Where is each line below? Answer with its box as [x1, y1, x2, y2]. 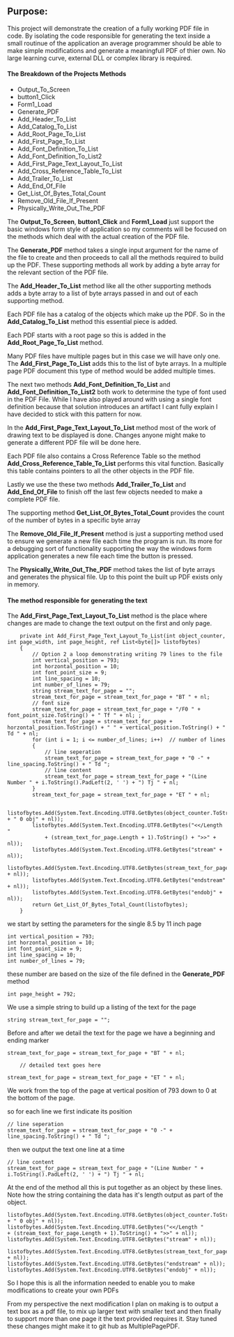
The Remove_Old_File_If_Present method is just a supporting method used [7, 530, 224, 538]
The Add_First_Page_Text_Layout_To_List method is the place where [7, 612, 208, 620]
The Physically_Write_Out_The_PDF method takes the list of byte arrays [7, 566, 215, 574]
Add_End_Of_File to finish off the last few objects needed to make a [7, 488, 203, 496]
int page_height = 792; [7, 991, 77, 998]
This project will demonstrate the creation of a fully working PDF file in [7, 24, 210, 32]
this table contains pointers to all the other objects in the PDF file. [7, 467, 195, 475]
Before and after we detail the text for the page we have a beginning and [7, 1029, 216, 1037]
